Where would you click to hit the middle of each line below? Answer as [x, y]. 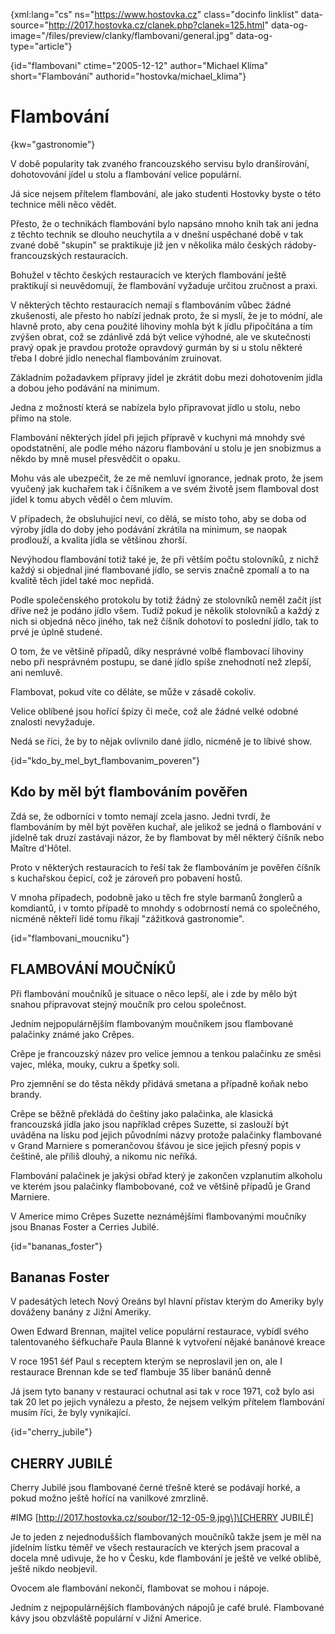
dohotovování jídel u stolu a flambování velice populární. [126, 174]
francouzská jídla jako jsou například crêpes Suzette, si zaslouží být [149, 1124]
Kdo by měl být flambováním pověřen [129, 792]
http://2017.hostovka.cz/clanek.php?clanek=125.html [156, 25]
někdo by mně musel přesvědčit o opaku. [95, 458]
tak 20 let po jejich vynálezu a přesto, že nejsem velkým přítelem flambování [167, 1402]
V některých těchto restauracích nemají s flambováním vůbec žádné [151, 305]
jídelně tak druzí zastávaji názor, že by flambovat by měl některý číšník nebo [167, 837]
